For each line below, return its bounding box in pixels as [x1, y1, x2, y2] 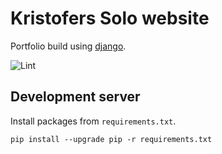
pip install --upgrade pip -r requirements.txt [10, 134, 213, 144]
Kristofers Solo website [10, 7, 210, 30]
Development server [10, 88, 141, 106]
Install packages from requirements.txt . [10, 115, 177, 127]
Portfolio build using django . [10, 40, 127, 52]
